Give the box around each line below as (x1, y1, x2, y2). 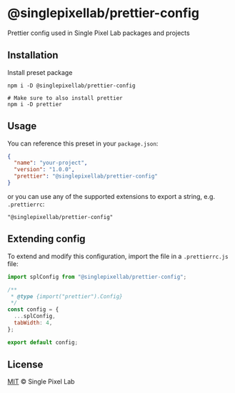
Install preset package (7, 68, 73, 76)
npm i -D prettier (7, 101, 62, 108)
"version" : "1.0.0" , (14, 166, 75, 173)
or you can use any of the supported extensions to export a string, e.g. (7, 192, 216, 200)
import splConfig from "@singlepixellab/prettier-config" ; (7, 273, 187, 280)
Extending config (7, 233, 86, 245)
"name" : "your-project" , (14, 159, 88, 167)
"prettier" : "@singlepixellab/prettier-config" (14, 173, 159, 180)
